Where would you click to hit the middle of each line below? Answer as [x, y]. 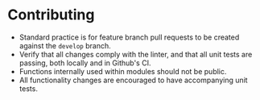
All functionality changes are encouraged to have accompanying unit [133, 80]
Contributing [51, 15]
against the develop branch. [65, 45]
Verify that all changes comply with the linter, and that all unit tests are [136, 54]
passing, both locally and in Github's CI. [85, 63]
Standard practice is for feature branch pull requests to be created [129, 37]
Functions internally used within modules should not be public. [123, 71]
